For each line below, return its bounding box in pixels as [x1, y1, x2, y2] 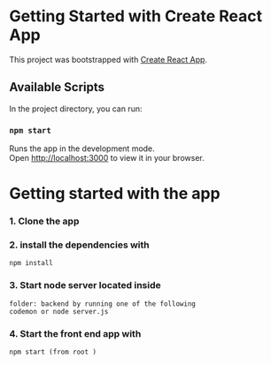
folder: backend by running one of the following [9, 299, 197, 308]
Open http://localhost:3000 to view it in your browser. [9, 153, 205, 163]
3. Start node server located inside [9, 279, 161, 292]
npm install [9, 259, 53, 268]
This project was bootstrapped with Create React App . [9, 54, 208, 65]
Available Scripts [9, 80, 105, 95]
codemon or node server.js [9, 307, 109, 316]
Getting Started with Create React [9, 6, 263, 27]
